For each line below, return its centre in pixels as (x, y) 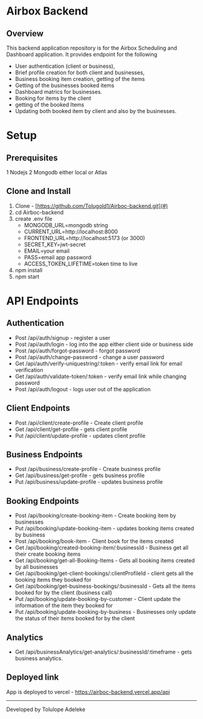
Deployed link (33, 678)
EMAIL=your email (47, 251)
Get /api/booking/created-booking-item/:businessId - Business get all (101, 548)
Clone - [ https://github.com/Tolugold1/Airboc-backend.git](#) (91, 206)
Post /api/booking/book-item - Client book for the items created (94, 541)
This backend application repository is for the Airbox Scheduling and (92, 48)
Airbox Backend (47, 11)
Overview (25, 34)
